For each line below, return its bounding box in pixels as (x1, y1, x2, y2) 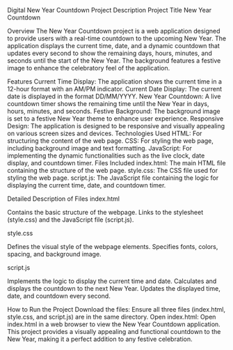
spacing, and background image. (7, 250, 102, 258)
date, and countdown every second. (7, 292, 111, 300)
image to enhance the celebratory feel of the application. (7, 64, 170, 72)
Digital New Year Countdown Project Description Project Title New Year (7, 6, 212, 14)
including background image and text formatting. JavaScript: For (7, 144, 193, 152)
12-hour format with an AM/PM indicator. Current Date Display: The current (7, 85, 223, 93)
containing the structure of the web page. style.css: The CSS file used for (7, 167, 218, 174)
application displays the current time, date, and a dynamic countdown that (7, 42, 220, 50)
